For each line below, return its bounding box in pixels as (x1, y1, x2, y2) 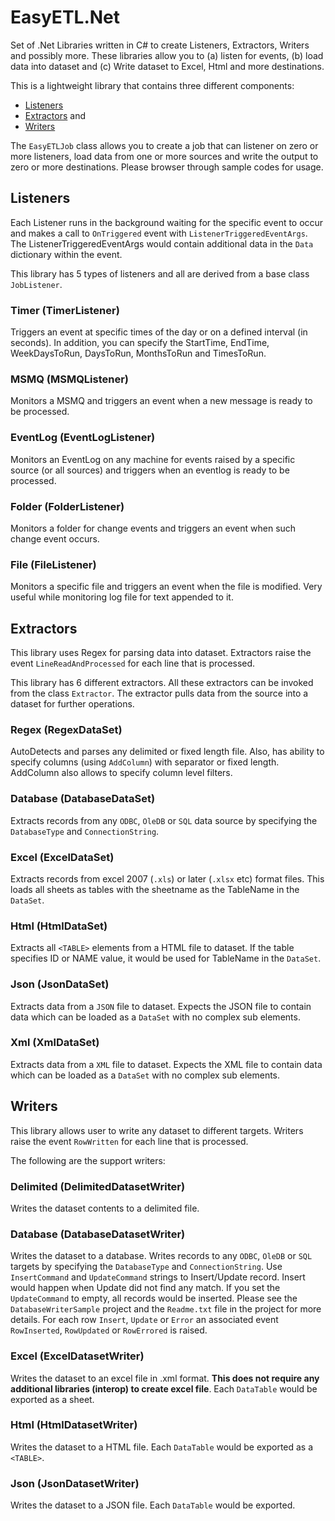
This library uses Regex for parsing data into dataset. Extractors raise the (10, 647, 312, 659)
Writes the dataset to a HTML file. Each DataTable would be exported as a (10, 1441, 314, 1453)
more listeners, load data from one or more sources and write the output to (10, 150, 319, 162)
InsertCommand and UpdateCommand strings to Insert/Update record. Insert (10, 1271, 306, 1283)
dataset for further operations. (10, 698, 135, 710)
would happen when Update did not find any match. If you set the (10, 1282, 281, 1294)
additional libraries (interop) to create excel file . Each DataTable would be (10, 1382, 318, 1395)
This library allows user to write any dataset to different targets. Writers (10, 1124, 304, 1136)
